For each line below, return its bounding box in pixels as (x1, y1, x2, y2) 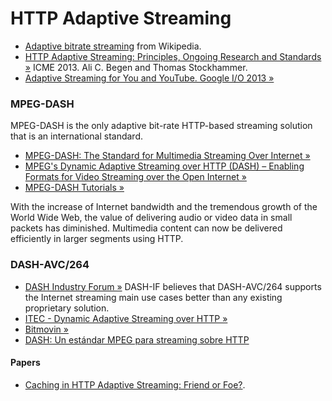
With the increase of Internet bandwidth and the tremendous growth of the (10, 201, 318, 213)
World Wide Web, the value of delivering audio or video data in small (10, 212, 293, 224)
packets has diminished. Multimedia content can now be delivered (10, 222, 283, 234)
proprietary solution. (24, 302, 110, 314)
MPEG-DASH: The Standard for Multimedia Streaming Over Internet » (24, 150, 311, 162)
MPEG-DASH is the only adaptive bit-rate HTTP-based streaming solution (10, 120, 313, 132)
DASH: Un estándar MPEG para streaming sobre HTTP (24, 333, 250, 346)
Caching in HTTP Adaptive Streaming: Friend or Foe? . (24, 378, 246, 391)
